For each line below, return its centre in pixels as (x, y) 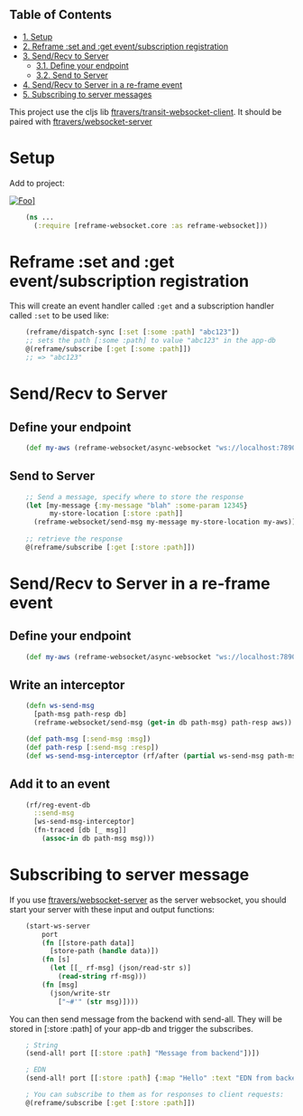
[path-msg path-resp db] (80, 714)
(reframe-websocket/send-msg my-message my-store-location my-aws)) (165, 522)
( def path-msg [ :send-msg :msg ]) (88, 739)
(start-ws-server (58, 926)
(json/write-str (80, 993)
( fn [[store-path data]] (88, 943)
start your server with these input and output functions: (112, 909)
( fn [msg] (60, 985)
